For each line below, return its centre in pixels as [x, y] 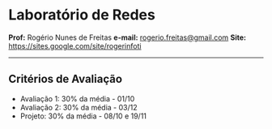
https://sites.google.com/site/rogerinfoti [75, 45]
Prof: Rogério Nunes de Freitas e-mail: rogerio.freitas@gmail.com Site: [127, 37]
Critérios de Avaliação [66, 79]
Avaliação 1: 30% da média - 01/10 [77, 98]
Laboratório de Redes [82, 15]
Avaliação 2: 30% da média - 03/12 [79, 107]
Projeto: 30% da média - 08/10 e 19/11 [83, 116]
